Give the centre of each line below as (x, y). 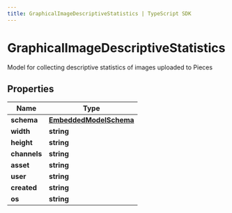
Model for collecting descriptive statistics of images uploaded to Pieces (110, 67)
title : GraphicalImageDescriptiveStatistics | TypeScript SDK (99, 14)
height (22, 143)
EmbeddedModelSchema (91, 120)
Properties (31, 88)
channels (26, 154)
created (24, 188)
